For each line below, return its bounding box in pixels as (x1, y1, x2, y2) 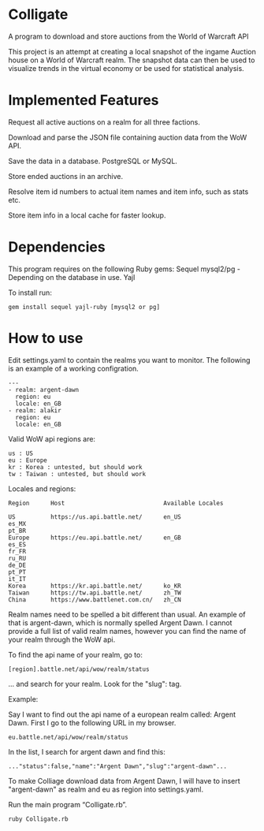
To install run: (8, 288, 53, 297)
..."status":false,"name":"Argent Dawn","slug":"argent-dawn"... (8, 762, 227, 770)
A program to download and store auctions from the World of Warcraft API (8, 32, 249, 41)
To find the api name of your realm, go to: (8, 650, 143, 659)
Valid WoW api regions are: (8, 434, 96, 443)
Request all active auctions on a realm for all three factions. (8, 117, 201, 127)
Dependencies (8, 238, 106, 256)
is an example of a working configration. (8, 363, 139, 373)
